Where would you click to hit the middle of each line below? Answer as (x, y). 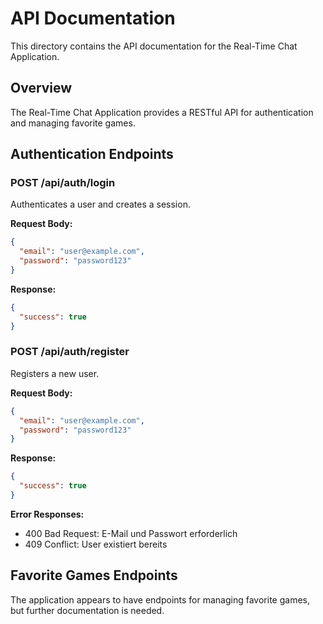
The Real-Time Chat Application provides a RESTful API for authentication (162, 112)
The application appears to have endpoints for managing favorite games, (160, 599)
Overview (41, 88)
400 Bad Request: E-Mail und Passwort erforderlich (131, 533)
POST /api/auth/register (70, 352)
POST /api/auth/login (63, 183)
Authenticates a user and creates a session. (100, 204)
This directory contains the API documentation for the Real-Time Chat (154, 46)
